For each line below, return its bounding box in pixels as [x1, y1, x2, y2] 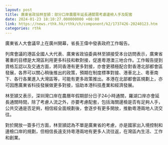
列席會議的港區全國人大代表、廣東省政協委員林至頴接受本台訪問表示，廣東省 [5, 51, 163, 57]
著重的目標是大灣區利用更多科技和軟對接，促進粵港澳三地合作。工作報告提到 [5, 57, 163, 63]
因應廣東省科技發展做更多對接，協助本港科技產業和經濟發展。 [9, 82, 136, 88]
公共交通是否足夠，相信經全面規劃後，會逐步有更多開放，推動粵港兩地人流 [5, 105, 158, 111]
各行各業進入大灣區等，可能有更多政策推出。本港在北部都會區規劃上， [13, 76, 158, 82]
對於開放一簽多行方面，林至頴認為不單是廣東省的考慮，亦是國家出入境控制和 [5, 122, 163, 128]
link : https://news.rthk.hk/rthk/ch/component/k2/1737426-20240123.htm [5, 21, 157, 26]
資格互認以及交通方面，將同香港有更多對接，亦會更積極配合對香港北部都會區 [5, 63, 163, 69]
